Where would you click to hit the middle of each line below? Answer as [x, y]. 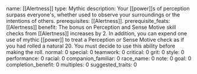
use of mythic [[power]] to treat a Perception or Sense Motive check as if [95, 40]
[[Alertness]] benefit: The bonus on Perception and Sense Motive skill [91, 27]
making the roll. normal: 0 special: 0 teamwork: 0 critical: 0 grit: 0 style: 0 [95, 52]
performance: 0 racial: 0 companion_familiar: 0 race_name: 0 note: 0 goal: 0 [99, 58]
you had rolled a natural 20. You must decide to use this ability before [91, 46]
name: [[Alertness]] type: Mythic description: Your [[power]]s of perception [98, 9]
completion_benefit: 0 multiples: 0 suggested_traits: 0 [72, 65]
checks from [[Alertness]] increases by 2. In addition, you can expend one [97, 33]
